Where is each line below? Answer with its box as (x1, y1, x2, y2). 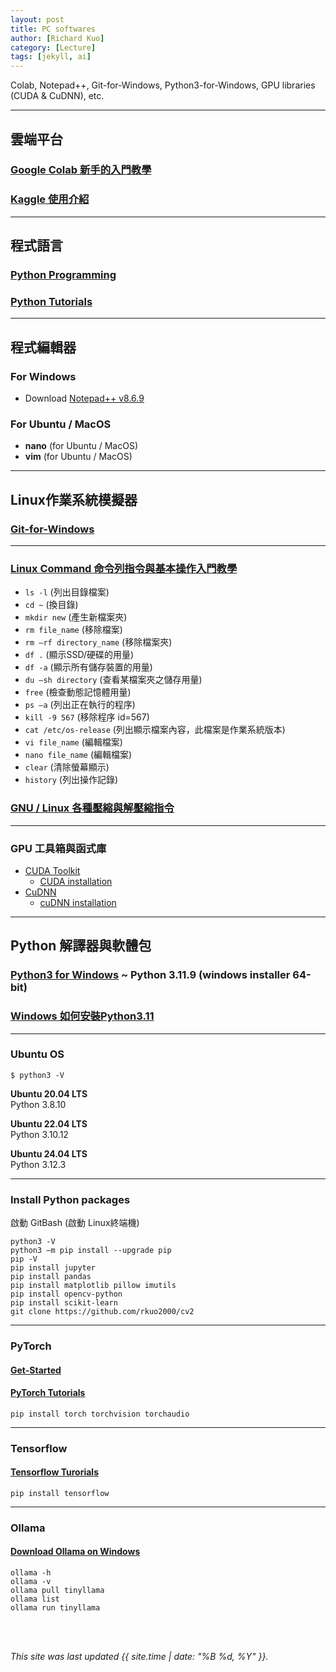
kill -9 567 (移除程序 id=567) (24, 711, 150, 723)
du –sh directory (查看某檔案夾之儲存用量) (24, 674, 203, 686)
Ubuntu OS (10, 1047, 65, 1061)
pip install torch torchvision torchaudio (10, 1409, 190, 1419)
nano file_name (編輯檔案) (24, 749, 133, 761)
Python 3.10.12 (10, 1128, 69, 1140)
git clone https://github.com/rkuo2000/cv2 (10, 1307, 195, 1317)
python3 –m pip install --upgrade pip (10, 1246, 172, 1256)
